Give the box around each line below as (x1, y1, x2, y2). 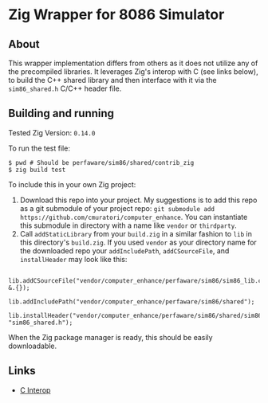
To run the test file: (8, 143, 70, 153)
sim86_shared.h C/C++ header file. (8, 84, 122, 93)
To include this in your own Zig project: (8, 179, 136, 189)
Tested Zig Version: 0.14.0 (8, 127, 96, 137)
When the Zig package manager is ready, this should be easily (8, 332, 213, 342)
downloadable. (8, 341, 57, 350)
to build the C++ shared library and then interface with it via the (8, 76, 217, 84)
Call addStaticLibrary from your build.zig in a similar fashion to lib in (19, 229, 253, 238)
